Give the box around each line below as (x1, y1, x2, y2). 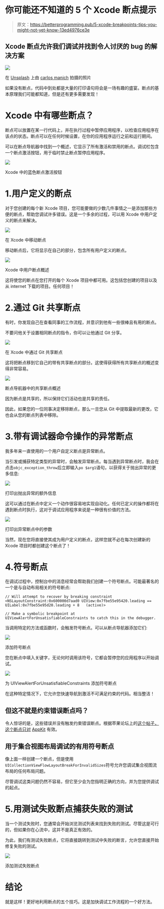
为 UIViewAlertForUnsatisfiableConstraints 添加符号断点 (5, 681, 117, 686)
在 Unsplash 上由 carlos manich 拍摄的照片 (5, 74, 91, 81)
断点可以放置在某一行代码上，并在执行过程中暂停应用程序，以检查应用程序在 (5, 127, 159, 133)
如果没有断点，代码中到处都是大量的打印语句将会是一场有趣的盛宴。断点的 (5, 85, 155, 91)
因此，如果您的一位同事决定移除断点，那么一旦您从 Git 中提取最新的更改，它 (5, 406, 159, 412)
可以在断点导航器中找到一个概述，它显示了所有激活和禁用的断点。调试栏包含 (5, 144, 159, 149)
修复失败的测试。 (5, 843, 40, 849)
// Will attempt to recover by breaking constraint (5, 594, 112, 599)
